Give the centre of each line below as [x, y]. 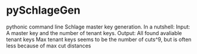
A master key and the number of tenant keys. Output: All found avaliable [94, 33]
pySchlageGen [43, 10]
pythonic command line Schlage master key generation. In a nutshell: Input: [98, 27]
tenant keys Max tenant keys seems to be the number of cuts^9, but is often [99, 39]
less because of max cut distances [49, 46]
